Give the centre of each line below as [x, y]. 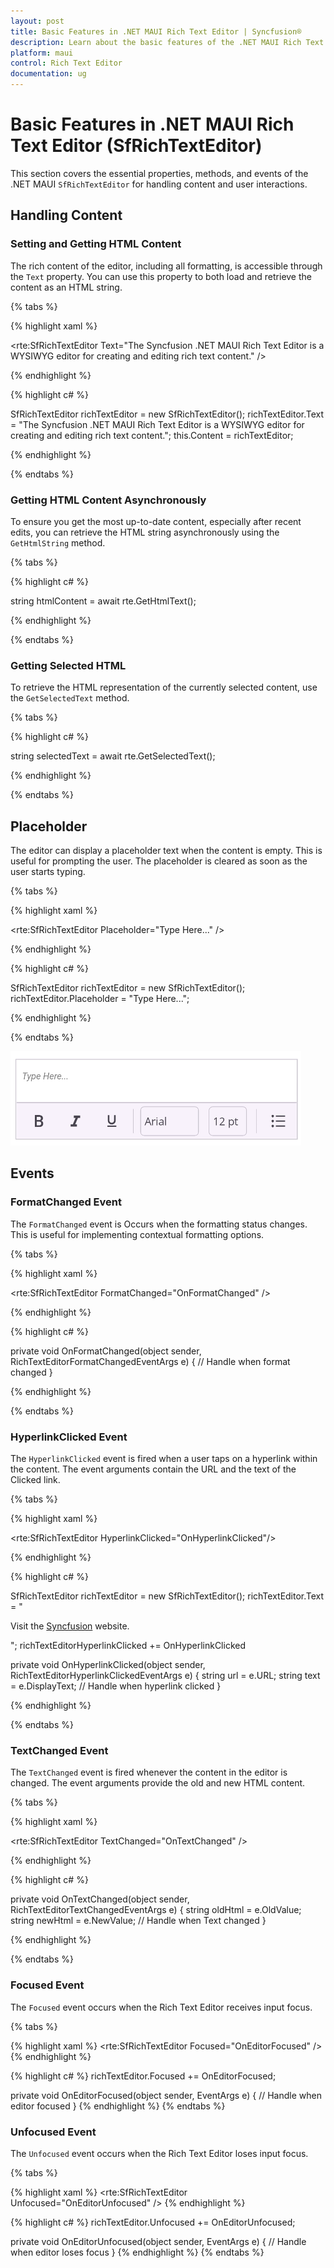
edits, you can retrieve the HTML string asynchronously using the [145, 532]
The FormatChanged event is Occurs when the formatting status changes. [159, 1224]
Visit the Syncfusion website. [70, 1626]
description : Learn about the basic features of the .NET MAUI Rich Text [167, 42]
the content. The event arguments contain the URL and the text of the [153, 1469]
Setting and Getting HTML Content [96, 244]
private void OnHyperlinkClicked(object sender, [108, 1665]
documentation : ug [48, 74]
